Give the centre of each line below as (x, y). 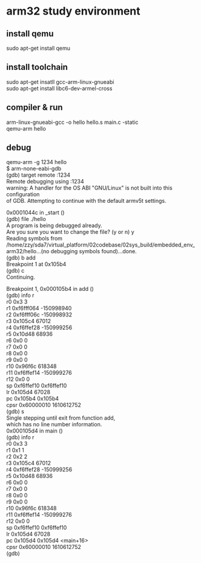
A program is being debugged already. (54, 225)
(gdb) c (15, 271)
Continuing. (21, 277)
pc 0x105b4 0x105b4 (33, 398)
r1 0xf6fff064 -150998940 (39, 309)
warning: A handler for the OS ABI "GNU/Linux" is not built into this (89, 188)
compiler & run (35, 107)
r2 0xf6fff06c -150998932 (39, 315)
